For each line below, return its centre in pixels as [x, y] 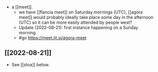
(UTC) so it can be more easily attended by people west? [75, 22]
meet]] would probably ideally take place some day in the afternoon [86, 17]
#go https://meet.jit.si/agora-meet [52, 38]
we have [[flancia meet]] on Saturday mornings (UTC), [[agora [81, 12]
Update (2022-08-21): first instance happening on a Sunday [78, 28]
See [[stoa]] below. [30, 64]
